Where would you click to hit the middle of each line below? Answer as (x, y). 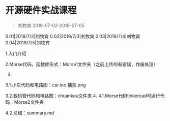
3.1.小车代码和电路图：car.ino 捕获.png (46, 85)
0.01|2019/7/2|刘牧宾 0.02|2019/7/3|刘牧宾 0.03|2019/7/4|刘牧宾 (73, 36)
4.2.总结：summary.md (30, 113)
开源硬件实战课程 (41, 10)
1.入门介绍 (16, 53)
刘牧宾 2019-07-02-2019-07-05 (51, 25)
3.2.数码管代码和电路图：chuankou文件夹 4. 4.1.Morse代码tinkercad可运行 (83, 96)
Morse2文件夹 (29, 102)
